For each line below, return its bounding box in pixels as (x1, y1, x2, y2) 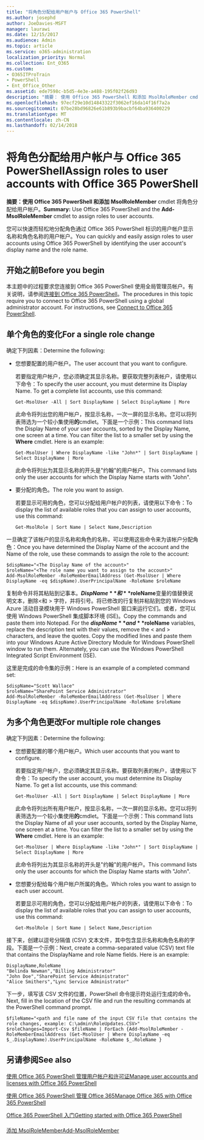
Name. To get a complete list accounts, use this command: (15, 387, 163, 394)
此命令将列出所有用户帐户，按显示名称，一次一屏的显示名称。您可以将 (15, 804, 192, 812)
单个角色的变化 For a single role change (6, 329, 155, 339)
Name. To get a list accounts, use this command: (15, 781, 138, 788)
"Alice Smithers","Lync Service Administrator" (6, 978, 130, 985)
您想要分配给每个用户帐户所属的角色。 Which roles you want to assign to (15, 880, 197, 887)
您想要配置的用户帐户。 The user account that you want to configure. (15, 360, 188, 367)
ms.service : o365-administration (6, 49, 91, 55)
